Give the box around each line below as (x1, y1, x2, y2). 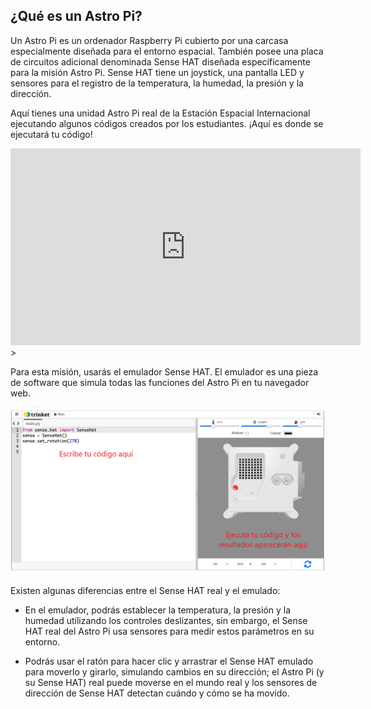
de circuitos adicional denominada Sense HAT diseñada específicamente (10, 55, 311, 68)
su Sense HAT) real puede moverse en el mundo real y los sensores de (24, 677, 318, 689)
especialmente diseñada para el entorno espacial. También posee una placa (10, 45, 324, 57)
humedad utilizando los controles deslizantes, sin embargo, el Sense (24, 615, 308, 627)
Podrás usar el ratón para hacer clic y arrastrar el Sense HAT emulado (24, 655, 314, 668)
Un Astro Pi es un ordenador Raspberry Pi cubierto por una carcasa (10, 34, 289, 46)
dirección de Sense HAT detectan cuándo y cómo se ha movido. (24, 687, 290, 699)
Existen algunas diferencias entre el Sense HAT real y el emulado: (10, 585, 281, 597)
